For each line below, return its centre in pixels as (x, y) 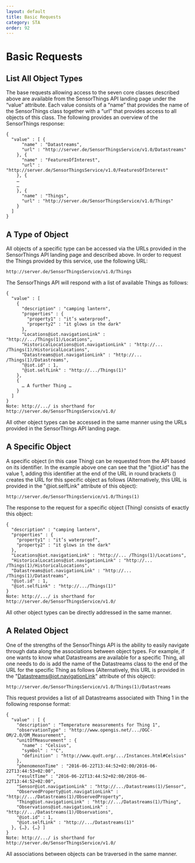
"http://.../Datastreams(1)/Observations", (60, 812)
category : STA (23, 22)
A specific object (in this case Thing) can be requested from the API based (96, 461)
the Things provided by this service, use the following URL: (77, 261)
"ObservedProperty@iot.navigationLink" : (67, 791)
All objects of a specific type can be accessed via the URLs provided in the (96, 249)
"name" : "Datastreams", (52, 145)
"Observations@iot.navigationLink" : (62, 807)
